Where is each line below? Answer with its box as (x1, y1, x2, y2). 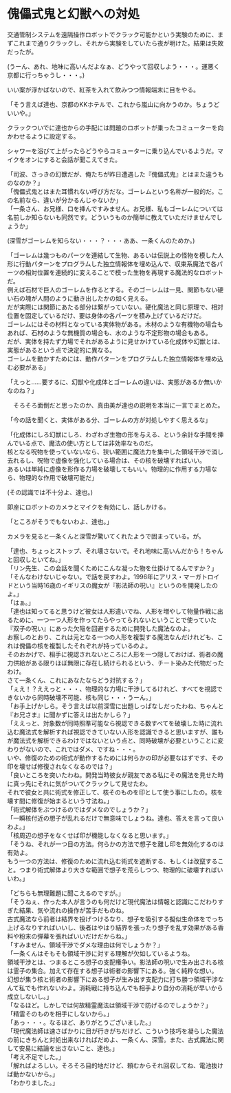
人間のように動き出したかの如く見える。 (36, 294, 152, 302)
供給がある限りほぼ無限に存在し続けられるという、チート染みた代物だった (12, 659, 224, 667)
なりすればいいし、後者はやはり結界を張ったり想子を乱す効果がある (25, 923, 218, 932)
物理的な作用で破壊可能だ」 (19, 473, 98, 481)
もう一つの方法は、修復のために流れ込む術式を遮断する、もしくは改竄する (7, 856, 218, 865)
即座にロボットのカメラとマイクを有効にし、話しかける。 (7, 503, 170, 511)
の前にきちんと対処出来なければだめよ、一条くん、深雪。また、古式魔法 (7, 1035, 212, 1043)
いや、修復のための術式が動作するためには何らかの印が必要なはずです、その (7, 753, 223, 762)
